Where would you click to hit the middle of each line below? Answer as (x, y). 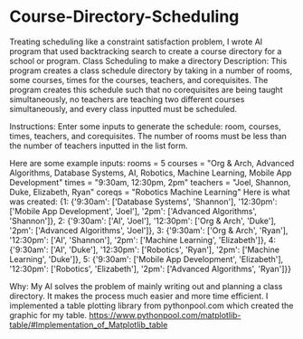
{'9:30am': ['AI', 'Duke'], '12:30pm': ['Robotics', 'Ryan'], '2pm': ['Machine (145, 250)
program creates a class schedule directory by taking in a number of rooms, (151, 71)
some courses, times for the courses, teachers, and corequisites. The (139, 80)
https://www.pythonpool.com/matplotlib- (165, 315)
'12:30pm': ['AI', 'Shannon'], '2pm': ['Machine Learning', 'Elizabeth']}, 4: (142, 240)
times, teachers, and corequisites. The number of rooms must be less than (148, 136)
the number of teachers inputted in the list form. (99, 146)
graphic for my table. (48, 315)
